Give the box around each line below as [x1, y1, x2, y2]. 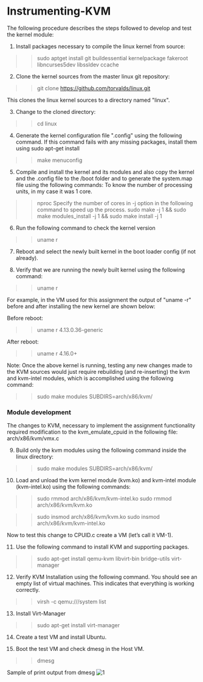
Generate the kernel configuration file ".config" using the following [15, 132, 182, 139]
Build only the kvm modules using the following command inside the [15, 446, 187, 454]
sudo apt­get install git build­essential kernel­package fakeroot [36, 54, 188, 62]
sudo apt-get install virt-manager [36, 622, 120, 629]
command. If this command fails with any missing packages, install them [15, 138, 198, 146]
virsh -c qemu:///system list [36, 598, 106, 605]
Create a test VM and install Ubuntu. [15, 633, 107, 641]
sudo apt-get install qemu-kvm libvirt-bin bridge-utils [36, 555, 170, 563]
